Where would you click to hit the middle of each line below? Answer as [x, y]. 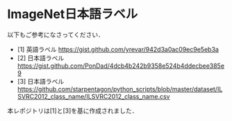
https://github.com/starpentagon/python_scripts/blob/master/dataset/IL [120, 89]
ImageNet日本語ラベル [73, 14]
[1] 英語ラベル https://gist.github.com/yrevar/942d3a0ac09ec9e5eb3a [118, 49]
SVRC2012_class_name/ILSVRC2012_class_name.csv [93, 96]
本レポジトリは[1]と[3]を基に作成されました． [73, 111]
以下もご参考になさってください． [56, 35]
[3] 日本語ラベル [41, 81]
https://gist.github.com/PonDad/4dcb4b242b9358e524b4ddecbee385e [121, 66]
